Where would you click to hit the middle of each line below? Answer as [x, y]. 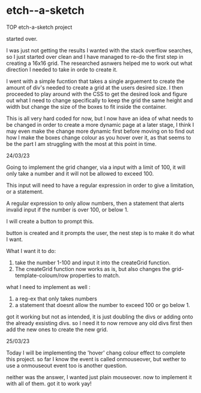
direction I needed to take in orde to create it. [62, 69]
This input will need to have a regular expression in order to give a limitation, [100, 185]
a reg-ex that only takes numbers [56, 299]
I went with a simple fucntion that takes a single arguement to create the [95, 81]
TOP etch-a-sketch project [39, 27]
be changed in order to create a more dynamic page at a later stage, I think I [100, 124]
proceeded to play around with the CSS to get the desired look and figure [97, 94]
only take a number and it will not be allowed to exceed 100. [80, 173]
